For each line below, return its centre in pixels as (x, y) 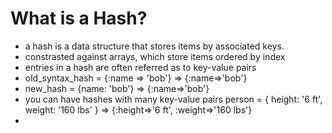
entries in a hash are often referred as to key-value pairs (140, 67)
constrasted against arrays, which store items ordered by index (155, 56)
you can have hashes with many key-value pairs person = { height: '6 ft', (173, 99)
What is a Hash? (79, 18)
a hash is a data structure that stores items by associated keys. (154, 46)
